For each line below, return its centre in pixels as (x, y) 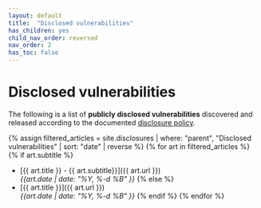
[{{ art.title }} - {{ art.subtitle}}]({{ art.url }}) (90, 170)
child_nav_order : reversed (53, 38)
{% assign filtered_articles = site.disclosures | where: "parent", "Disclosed (130, 138)
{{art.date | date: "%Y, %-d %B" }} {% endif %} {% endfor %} (122, 195)
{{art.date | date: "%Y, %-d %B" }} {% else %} (97, 179)
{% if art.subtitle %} (41, 155)
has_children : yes (39, 30)
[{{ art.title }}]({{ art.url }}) (62, 187)
